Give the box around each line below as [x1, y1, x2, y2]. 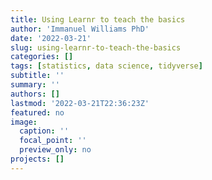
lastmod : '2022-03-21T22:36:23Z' [10, 98, 150, 108]
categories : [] [10, 52, 74, 62]
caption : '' [19, 126, 70, 136]
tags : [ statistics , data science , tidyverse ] [10, 61, 203, 71]
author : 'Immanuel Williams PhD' [10, 24, 150, 34]
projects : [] [10, 154, 65, 164]
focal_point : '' [19, 136, 87, 146]
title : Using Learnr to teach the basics [10, 14, 186, 25]
